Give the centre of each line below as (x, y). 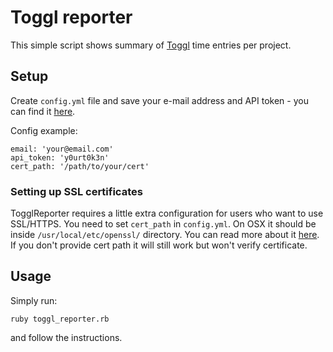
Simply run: (34, 300)
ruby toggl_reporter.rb (60, 319)
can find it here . (43, 111)
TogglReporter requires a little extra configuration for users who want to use (167, 213)
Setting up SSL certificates (76, 191)
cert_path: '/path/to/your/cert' (80, 166)
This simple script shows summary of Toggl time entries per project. (151, 45)
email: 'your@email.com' (62, 149)
